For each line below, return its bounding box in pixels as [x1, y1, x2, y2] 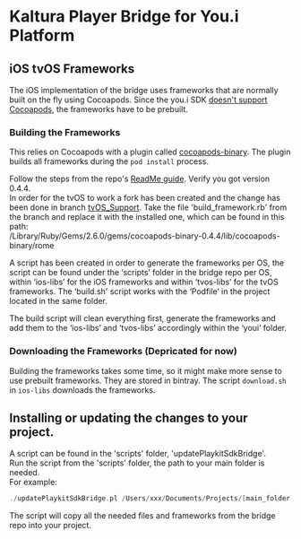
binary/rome [9, 240, 55, 251]
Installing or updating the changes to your [9, 410, 248, 425]
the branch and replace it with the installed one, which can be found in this [9, 212, 285, 222]
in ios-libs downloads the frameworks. [9, 384, 156, 396]
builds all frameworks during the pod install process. [9, 156, 209, 167]
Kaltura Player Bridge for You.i [9, 6, 239, 27]
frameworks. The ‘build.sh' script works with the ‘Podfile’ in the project [9, 286, 271, 297]
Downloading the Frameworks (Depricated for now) [9, 345, 237, 358]
